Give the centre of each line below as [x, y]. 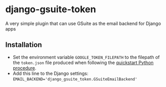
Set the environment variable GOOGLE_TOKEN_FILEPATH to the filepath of [86, 57]
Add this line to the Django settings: [50, 73]
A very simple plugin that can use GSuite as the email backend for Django [83, 23]
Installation [24, 45]
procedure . [25, 68]
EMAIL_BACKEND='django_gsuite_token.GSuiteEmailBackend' [75, 79]
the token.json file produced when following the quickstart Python [83, 63]
